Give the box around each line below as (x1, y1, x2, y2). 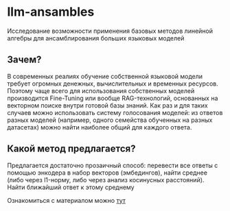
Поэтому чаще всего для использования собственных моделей (7, 86, 195, 95)
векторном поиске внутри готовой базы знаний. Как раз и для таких (7, 101, 208, 110)
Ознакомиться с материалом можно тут (7, 196, 126, 204)
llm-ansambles (7, 4, 95, 20)
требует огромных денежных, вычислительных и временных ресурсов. (7, 79, 218, 88)
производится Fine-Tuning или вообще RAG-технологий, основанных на (7, 94, 218, 102)
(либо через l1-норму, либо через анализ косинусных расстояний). (7, 175, 205, 184)
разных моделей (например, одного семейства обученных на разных (7, 116, 213, 124)
